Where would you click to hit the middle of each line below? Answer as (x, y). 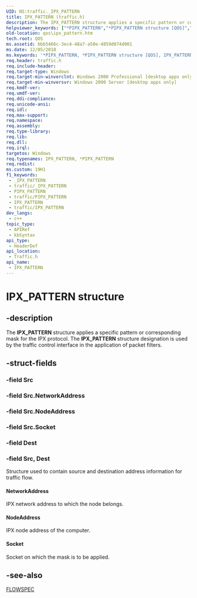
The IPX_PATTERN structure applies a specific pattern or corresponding (94, 332)
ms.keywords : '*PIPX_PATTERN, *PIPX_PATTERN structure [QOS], (84, 55)
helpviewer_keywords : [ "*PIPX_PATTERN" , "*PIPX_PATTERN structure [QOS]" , (98, 28)
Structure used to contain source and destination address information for (94, 471)
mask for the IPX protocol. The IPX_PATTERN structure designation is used (97, 338)
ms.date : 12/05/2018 (31, 50)
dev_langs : (19, 213)
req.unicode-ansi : (28, 104)
